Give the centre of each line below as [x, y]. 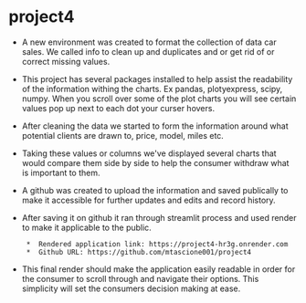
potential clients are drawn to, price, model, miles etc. [123, 135]
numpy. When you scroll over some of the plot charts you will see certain [159, 99]
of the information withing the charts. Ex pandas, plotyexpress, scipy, [152, 89]
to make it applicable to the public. [86, 227]
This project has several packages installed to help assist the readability [157, 78]
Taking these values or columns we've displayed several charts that [149, 153]
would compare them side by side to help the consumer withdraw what [155, 162]
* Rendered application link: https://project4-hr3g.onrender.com [157, 244]
